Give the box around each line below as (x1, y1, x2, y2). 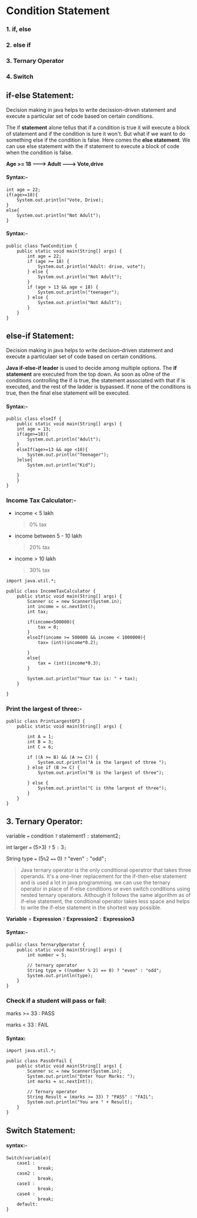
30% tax (29, 566, 50, 574)
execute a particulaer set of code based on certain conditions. (6, 353, 157, 360)
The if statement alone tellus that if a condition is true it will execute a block (6, 124, 190, 131)
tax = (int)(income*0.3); (37, 660, 101, 666)
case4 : (16, 1191, 35, 1197)
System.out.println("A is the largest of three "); (37, 759, 167, 765)
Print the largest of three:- (6, 705, 82, 713)
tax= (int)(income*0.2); (37, 640, 99, 646)
